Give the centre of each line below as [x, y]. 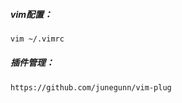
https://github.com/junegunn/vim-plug [91, 87]
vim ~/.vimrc [37, 39]
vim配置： [31, 14]
